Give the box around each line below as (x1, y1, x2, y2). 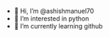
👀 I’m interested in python (13, 14, 89, 23)
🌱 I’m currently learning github (13, 22, 103, 30)
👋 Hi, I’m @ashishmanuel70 (13, 7, 94, 15)
